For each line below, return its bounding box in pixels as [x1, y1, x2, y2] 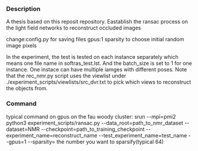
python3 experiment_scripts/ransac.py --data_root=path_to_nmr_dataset [6, 119, 183, 126]
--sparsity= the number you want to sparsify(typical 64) [27, 138, 164, 145]
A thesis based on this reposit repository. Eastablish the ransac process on [6, 18, 188, 25]
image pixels [6, 42, 37, 49]
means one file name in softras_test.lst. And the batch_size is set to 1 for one [6, 60, 192, 67]
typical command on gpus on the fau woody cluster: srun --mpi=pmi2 [6, 113, 176, 120]
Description [6, 5, 41, 13]
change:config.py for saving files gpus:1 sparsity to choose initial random [6, 36, 184, 43]
